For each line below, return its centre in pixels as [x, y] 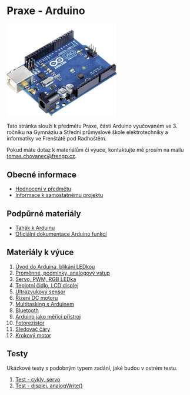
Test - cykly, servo [38, 379]
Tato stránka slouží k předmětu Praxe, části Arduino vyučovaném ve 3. [92, 126]
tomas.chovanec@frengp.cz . [42, 156]
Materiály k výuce [40, 252]
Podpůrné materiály [44, 214]
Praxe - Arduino [46, 11]
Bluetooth [27, 310]
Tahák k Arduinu [35, 228]
